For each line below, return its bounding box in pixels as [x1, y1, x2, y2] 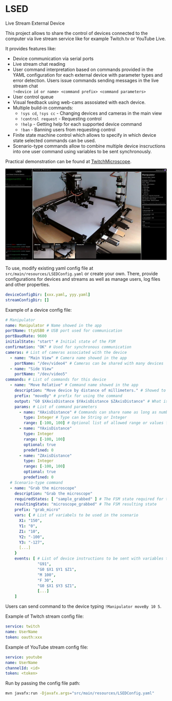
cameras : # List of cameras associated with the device [5, 350, 127, 355]
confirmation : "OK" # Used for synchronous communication [5, 345, 132, 350]
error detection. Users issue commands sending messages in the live [12, 77, 159, 83]
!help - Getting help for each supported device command [20, 121, 142, 127]
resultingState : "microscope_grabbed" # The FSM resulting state [14, 502, 157, 507]
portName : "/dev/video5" [14, 371, 68, 377]
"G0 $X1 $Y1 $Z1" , [37, 567, 77, 572]
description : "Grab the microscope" [14, 491, 93, 496]
